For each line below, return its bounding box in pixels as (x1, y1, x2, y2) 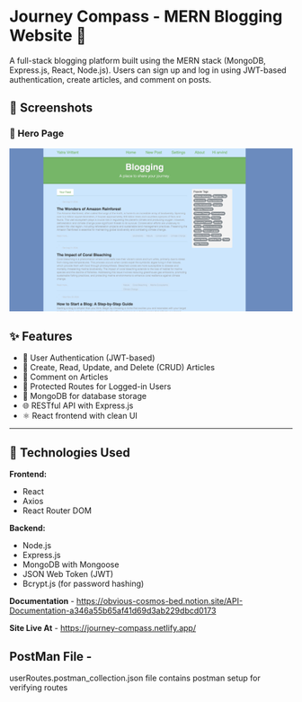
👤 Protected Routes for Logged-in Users (22, 381, 172, 392)
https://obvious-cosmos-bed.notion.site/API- (75, 596, 244, 607)
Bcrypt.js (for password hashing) (22, 578, 145, 590)
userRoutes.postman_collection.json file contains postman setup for (9, 672, 261, 683)
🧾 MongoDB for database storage (22, 391, 147, 402)
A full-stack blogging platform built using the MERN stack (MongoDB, (9, 55, 267, 66)
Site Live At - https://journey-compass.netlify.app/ (9, 623, 196, 634)
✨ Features (9, 328, 73, 343)
